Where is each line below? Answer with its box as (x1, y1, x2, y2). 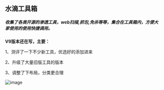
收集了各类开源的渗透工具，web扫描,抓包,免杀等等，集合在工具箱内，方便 (5, 19, 154, 25)
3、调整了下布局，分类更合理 (5, 70, 64, 76)
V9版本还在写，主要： (5, 39, 50, 45)
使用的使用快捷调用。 (9, 25, 52, 31)
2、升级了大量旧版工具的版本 (5, 59, 64, 65)
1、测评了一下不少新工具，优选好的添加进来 (5, 49, 93, 55)
